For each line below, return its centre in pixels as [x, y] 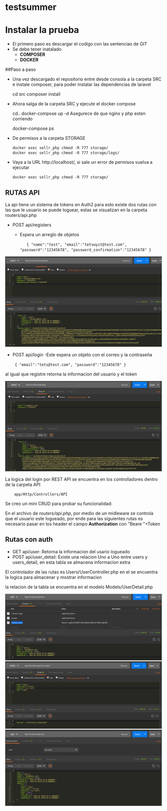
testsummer [31, 7]
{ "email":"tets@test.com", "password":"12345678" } [70, 365]
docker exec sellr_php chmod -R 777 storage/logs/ [66, 153]
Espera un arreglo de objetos [49, 234]
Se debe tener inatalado [37, 49]
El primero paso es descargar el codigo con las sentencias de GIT [80, 44]
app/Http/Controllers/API [41, 494]
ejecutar [21, 168]
